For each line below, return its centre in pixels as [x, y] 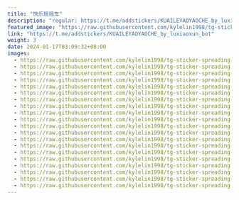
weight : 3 [22, 40]
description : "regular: [43, 21]
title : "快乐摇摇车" [35, 14]
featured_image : [31, 27]
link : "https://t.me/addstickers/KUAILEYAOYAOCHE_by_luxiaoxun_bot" [111, 34]
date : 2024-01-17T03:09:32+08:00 [57, 47]
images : [19, 54]
